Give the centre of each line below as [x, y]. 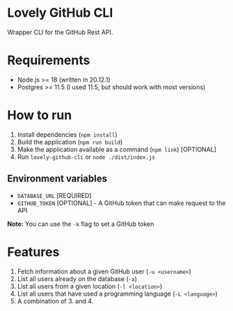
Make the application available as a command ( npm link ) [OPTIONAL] [117, 149]
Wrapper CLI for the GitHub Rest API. [60, 32]
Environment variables [57, 179]
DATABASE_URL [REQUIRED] [54, 195]
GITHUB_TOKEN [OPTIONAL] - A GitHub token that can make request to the [121, 203]
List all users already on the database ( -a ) [77, 279]
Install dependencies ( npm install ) [67, 135]
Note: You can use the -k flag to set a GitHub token [81, 224]
